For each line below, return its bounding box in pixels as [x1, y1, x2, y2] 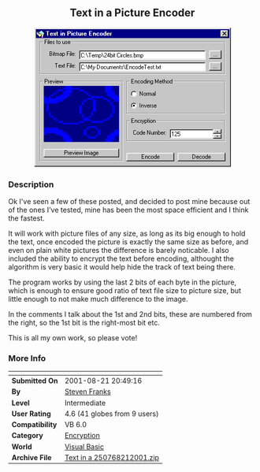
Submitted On [11, 376, 58, 385]
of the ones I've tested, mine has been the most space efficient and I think [8, 205, 249, 215]
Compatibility [11, 420, 58, 429]
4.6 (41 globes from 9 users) [64, 409, 159, 418]
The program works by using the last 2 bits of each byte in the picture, [8, 277, 237, 287]
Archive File [11, 452, 52, 462]
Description [8, 179, 54, 190]
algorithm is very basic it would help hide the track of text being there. [8, 262, 236, 272]
